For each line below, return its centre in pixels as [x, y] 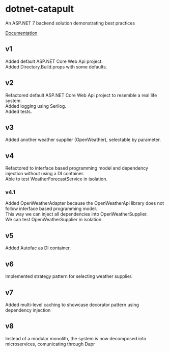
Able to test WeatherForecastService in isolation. [57, 179]
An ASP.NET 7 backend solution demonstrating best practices [70, 23]
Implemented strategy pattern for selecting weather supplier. [69, 276]
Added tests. [19, 111]
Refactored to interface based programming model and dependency [77, 168]
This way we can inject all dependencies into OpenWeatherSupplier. [77, 214]
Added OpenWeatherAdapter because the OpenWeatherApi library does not [85, 203]
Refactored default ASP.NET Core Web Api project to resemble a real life [81, 95]
